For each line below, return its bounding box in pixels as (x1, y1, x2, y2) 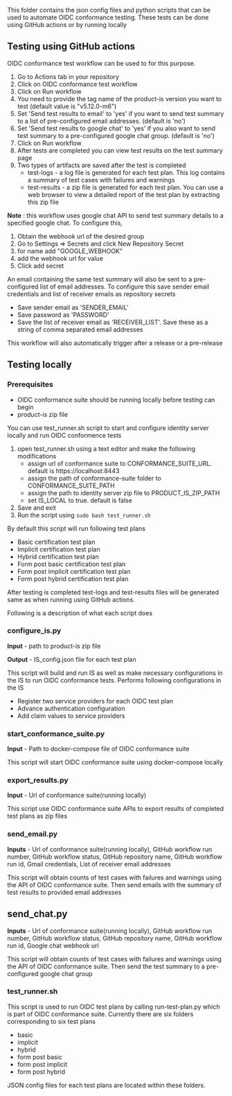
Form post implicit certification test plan (17, 567, 131, 575)
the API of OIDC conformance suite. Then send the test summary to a (7, 962, 206, 970)
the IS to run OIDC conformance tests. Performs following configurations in (7, 676, 222, 684)
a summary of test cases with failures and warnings (27, 175, 175, 184)
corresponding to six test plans (7, 1017, 96, 1025)
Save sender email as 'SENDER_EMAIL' (17, 303, 129, 311)
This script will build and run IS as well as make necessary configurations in (7, 669, 223, 677)
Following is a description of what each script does (7, 608, 153, 617)
